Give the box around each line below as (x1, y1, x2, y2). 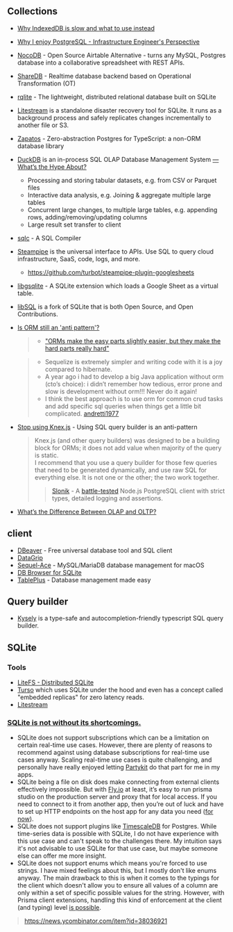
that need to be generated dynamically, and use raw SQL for (34, 466, 207, 474)
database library (17, 142, 64, 150)
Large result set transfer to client (27, 220, 121, 229)
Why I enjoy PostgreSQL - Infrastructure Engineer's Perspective (17, 38, 200, 46)
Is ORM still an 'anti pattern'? (17, 323, 100, 332)
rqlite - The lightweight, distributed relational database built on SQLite (17, 92, 216, 101)
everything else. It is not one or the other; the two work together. (34, 473, 220, 482)
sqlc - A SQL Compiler (17, 234, 82, 242)
